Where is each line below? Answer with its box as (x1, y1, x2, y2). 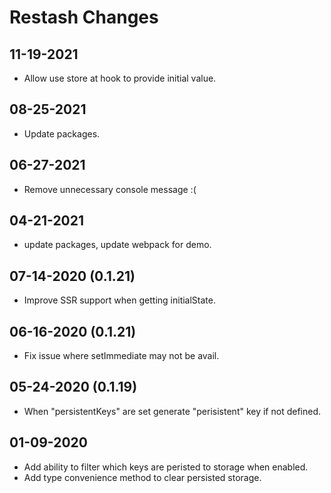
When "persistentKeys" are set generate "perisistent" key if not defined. (23, 405, 322, 417)
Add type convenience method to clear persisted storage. (23, 471, 262, 483)
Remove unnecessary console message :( (23, 183, 197, 195)
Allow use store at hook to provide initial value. (23, 72, 217, 84)
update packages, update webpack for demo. (23, 239, 212, 251)
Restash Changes (9, 6, 159, 29)
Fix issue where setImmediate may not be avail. (23, 350, 220, 362)
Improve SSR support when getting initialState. (23, 294, 216, 306)
